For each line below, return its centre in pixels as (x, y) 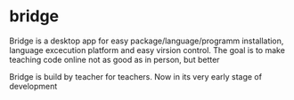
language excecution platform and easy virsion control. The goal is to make (147, 50)
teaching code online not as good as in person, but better (114, 59)
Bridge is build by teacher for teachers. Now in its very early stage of (136, 76)
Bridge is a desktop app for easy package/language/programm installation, (147, 41)
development (33, 86)
